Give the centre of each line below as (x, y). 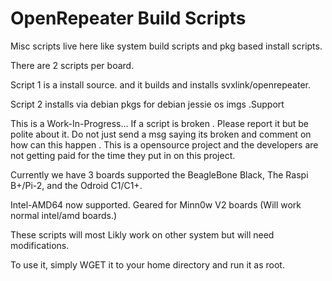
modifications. (40, 245)
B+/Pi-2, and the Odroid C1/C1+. (76, 185)
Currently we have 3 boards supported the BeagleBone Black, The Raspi (159, 174)
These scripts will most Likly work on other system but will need (142, 234)
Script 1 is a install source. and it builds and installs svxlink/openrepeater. (160, 84)
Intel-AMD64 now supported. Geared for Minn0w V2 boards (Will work (156, 204)
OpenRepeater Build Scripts (128, 18)
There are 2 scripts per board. (72, 65)
